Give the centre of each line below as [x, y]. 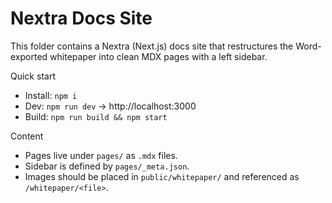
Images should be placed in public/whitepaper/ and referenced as [162, 176]
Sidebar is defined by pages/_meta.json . [107, 166]
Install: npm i [51, 95]
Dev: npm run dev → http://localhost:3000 [110, 106]
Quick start [33, 76]
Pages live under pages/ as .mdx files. [101, 155]
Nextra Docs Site [81, 18]
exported [29, 56]
